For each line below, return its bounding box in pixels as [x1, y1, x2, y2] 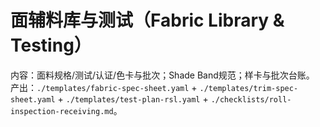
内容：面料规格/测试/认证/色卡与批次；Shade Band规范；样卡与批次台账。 [10, 69, 315, 81]
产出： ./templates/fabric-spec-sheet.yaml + [10, 81, 198, 93]
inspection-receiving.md [10, 106, 114, 116]
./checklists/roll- [210, 94, 292, 105]
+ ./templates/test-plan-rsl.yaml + [57, 92, 209, 105]
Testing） [10, 34, 92, 57]
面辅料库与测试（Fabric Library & [10, 9, 285, 32]
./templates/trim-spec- [199, 83, 299, 93]
